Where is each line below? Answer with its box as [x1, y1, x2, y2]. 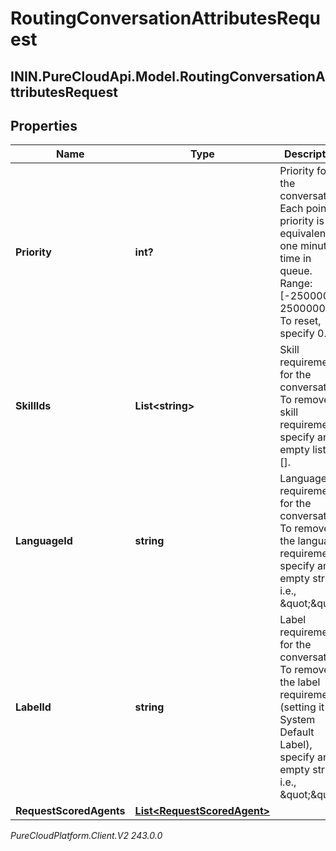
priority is [279, 214, 325, 228]
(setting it [279, 700, 325, 714]
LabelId [15, 700, 52, 714]
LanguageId [15, 534, 73, 548]
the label [279, 675, 321, 689]
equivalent [279, 227, 330, 241]
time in [279, 252, 312, 266]
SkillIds [15, 399, 52, 413]
